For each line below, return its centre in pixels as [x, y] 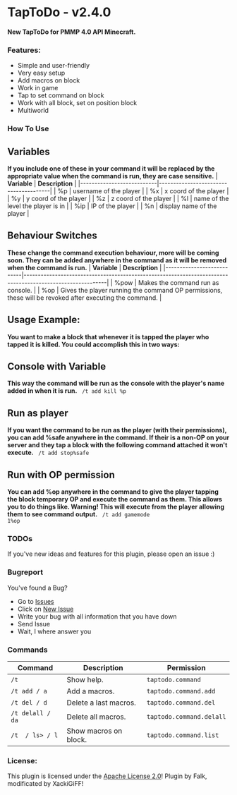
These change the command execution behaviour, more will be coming [113, 253]
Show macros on [95, 731]
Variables [29, 151]
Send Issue [34, 624]
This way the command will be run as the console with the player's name [116, 383]
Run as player [38, 413]
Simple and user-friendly [54, 66]
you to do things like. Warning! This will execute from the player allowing [116, 507]
